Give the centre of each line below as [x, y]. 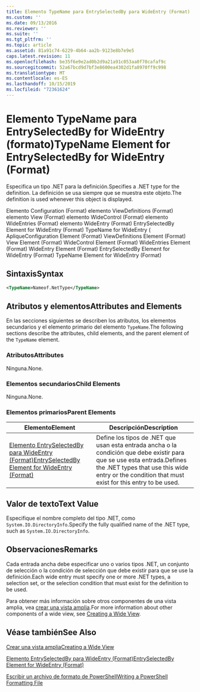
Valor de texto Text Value [52, 503]
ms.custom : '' [24, 17]
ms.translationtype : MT [36, 73]
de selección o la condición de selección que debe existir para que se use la [100, 570]
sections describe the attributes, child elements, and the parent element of [98, 333]
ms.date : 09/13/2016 [32, 23]
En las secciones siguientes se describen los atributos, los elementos [91, 321]
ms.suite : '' [22, 34]
